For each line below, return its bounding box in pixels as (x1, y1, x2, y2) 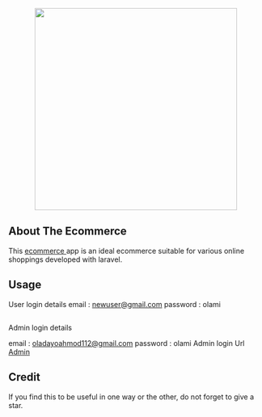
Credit (8, 370, 40, 384)
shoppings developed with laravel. (8, 255, 123, 264)
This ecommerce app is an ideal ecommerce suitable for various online (8, 246, 245, 255)
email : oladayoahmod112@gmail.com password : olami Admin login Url (8, 339, 245, 348)
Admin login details (8, 323, 73, 333)
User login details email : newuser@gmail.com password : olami (8, 299, 221, 309)
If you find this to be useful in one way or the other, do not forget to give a (8, 392, 255, 402)
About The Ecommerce (8, 225, 127, 238)
